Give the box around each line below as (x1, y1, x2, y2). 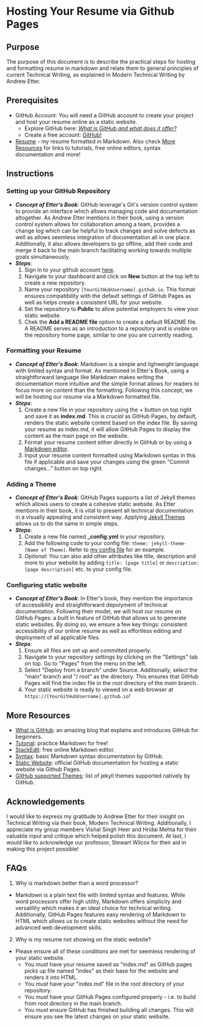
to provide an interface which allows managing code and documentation (15, 207, 198, 215)
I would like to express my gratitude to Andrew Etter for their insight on (6, 813, 185, 820)
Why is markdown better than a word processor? (15, 879, 139, 887)
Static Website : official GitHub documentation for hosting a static (15, 759, 179, 767)
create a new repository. (24, 279, 86, 286)
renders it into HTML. (24, 973, 78, 981)
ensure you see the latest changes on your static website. (24, 1013, 170, 1020)
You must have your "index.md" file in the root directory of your (24, 980, 185, 987)
